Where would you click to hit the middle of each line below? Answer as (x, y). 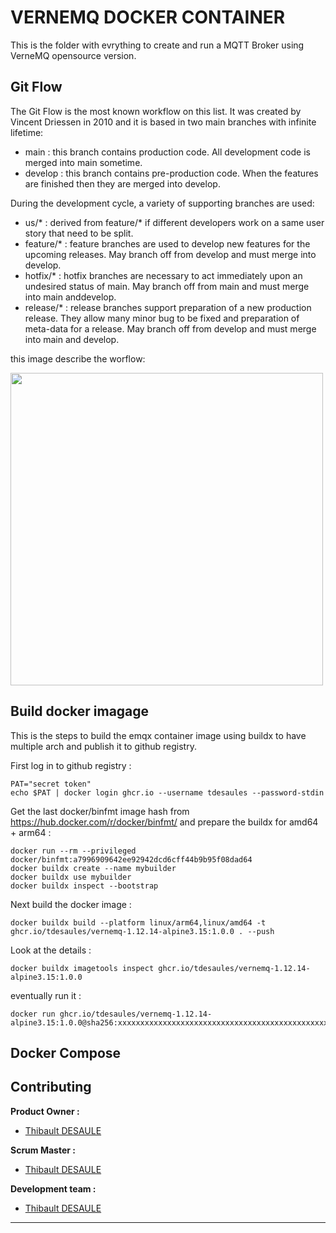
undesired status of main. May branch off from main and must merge (167, 286)
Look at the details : (51, 950)
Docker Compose (66, 1052)
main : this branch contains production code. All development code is (167, 152)
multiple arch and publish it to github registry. (103, 746)
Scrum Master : (43, 1150)
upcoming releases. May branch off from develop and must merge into (170, 254)
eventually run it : (46, 995)
